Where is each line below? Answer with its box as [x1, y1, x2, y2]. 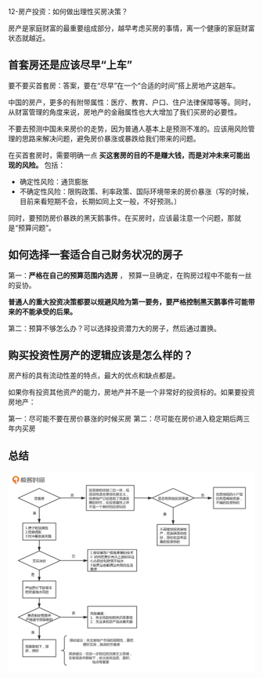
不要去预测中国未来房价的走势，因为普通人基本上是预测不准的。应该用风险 [8, 124, 248, 133]
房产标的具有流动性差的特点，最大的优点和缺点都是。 [8, 371, 180, 381]
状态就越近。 [8, 34, 49, 42]
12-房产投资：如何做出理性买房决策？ [8, 7, 128, 16]
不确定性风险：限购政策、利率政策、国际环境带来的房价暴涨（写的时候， [19, 187, 253, 196]
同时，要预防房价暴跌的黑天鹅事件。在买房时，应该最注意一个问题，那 [8, 213, 235, 222]
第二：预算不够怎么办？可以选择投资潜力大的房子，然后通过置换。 [8, 323, 221, 333]
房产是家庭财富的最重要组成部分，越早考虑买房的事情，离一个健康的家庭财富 [8, 24, 255, 33]
